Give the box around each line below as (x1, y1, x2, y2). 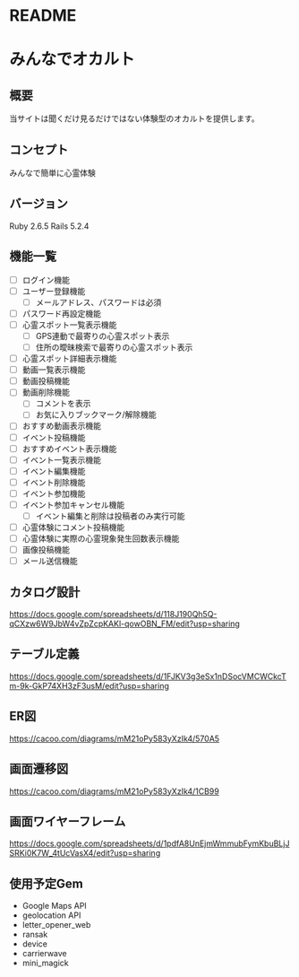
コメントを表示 (35, 398, 91, 409)
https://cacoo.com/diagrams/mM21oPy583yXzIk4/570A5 (9, 733, 220, 744)
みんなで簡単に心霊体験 (9, 168, 96, 178)
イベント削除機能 (21, 476, 86, 487)
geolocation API (21, 910, 81, 920)
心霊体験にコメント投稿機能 (21, 522, 125, 532)
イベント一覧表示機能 (21, 454, 101, 465)
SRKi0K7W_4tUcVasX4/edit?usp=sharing (9, 848, 161, 859)
